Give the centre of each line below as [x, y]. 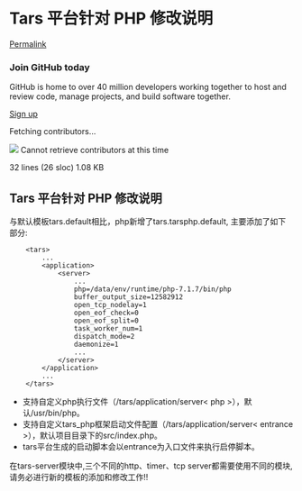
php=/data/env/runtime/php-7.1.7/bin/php [152, 289]
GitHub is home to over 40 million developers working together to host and [148, 87]
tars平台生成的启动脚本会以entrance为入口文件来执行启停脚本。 [141, 447]
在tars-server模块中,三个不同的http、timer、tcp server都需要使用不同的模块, [151, 466]
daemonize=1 [96, 345]
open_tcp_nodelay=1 [110, 305]
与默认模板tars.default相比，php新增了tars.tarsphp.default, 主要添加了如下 [148, 222]
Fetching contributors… [53, 132]
